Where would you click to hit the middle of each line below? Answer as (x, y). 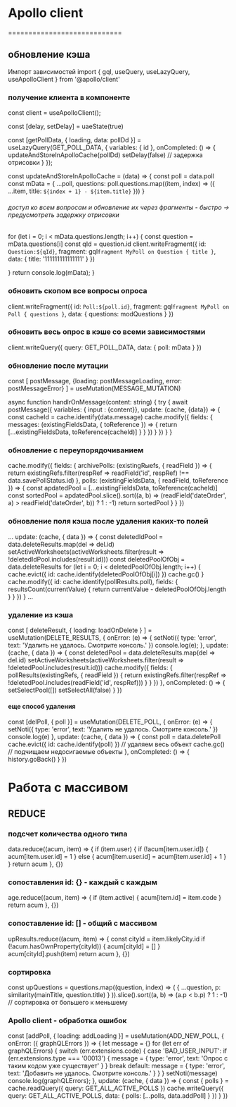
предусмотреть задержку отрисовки (64, 215)
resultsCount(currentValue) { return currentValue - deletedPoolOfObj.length (117, 589)
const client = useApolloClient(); (54, 113)
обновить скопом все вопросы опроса (78, 291)
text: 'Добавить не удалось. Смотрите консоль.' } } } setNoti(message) (113, 1073)
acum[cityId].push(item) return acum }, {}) (69, 953)
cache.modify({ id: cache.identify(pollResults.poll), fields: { (93, 581)
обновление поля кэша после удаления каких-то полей (108, 521)
